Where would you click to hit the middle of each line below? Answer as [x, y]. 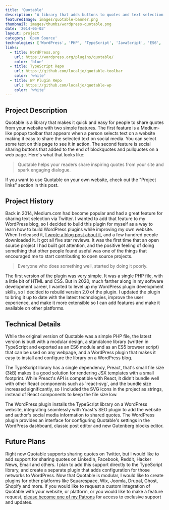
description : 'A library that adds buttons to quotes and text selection [84, 15]
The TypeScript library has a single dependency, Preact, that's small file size [85, 367]
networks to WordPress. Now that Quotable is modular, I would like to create [84, 475]
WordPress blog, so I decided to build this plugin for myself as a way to [79, 224]
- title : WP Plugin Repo [36, 80]
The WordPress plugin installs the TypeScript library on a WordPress [76, 404]
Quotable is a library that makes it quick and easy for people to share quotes [84, 122]
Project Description [36, 110]
